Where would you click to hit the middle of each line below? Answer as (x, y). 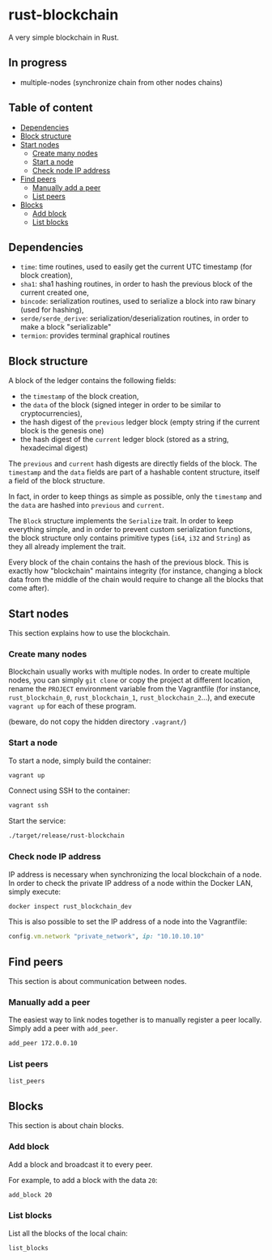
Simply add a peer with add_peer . (64, 1028)
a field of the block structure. (57, 481)
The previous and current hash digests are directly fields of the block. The (133, 464)
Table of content (51, 108)
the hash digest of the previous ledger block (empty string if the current (140, 422)
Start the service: (37, 821)
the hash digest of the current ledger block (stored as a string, (124, 440)
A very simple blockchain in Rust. (64, 37)
